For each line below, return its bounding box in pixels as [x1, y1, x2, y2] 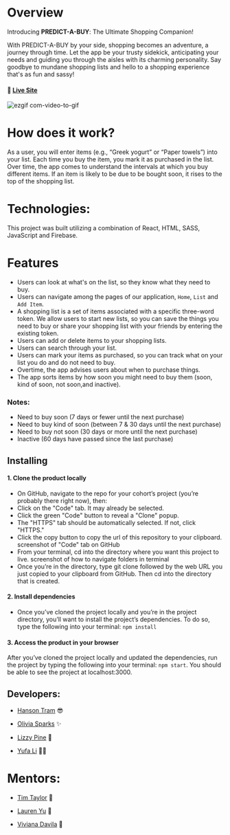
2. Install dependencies [7, 592, 76, 601]
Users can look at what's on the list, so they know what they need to [16, 278, 211, 286]
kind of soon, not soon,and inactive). [16, 380, 122, 388]
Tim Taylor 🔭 [16, 794, 54, 801]
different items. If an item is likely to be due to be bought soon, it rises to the [7, 170, 222, 178]
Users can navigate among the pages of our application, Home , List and [16, 292, 218, 300]
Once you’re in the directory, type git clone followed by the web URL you [16, 562, 223, 570]
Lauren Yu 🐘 [16, 807, 52, 815]
